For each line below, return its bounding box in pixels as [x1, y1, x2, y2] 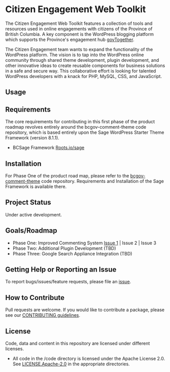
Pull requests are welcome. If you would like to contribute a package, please [5, 307, 165, 313]
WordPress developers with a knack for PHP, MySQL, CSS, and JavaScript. [5, 73, 162, 79]
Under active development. [5, 211, 62, 217]
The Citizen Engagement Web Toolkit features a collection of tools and [5, 20, 153, 26]
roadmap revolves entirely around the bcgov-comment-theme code [5, 124, 146, 130]
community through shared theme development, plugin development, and [5, 57, 159, 63]
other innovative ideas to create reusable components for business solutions [5, 62, 165, 68]
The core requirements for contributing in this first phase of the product [5, 119, 155, 125]
